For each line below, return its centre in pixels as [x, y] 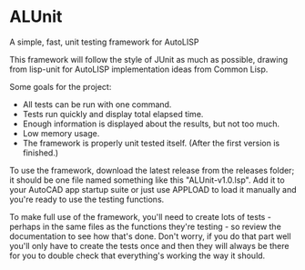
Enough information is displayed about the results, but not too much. [151, 124]
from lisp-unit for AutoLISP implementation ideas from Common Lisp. [139, 69]
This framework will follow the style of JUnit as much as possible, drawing [149, 59]
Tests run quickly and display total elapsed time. [113, 114]
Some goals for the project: [61, 86]
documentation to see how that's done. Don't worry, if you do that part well [150, 236]
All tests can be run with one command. [97, 104]
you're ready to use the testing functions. [87, 199]
